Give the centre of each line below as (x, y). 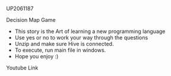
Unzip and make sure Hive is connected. (64, 44)
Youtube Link (22, 68)
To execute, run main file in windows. (60, 50)
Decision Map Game (31, 20)
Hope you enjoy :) (37, 56)
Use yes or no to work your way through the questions (81, 37)
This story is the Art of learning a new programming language (90, 31)
